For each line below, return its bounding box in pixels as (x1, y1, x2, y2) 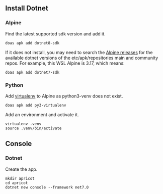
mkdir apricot (5, 176, 35, 181)
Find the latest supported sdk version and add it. (5, 30, 106, 37)
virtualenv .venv (5, 121, 42, 126)
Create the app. (5, 166, 38, 172)
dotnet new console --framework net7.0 (5, 184, 89, 190)
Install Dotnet (5, 4, 49, 13)
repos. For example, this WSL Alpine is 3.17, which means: (5, 60, 125, 66)
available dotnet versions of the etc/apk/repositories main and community (5, 55, 158, 61)
